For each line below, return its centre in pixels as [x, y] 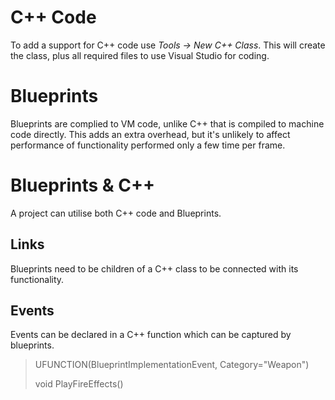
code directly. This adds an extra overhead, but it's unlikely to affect [150, 134]
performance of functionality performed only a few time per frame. [148, 145]
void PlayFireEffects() [79, 384]
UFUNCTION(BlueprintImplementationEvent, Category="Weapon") [172, 365]
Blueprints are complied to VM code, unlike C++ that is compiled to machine [167, 123]
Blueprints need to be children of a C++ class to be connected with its [154, 268]
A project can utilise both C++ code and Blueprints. [116, 213]
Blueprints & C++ [82, 185]
